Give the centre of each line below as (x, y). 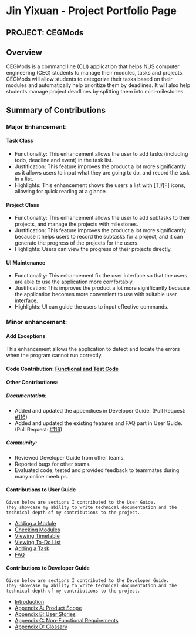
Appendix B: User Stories (45, 614)
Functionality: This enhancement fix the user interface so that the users (101, 276)
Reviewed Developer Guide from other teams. (70, 457)
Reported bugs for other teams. (53, 464)
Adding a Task (32, 548)
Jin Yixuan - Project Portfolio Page (92, 11)
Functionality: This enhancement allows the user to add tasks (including (101, 153)
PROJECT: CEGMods (45, 33)
